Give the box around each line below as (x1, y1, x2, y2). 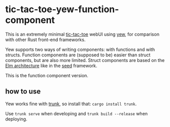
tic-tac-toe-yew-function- (5, 4, 119, 15)
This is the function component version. (5, 72, 89, 78)
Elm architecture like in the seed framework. (5, 62, 97, 69)
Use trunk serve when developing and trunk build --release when (5, 110, 148, 116)
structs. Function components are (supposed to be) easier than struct (5, 52, 151, 58)
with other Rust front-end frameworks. (5, 37, 86, 43)
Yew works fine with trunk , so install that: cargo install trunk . (5, 101, 137, 107)
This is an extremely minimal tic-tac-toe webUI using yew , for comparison (5, 31, 160, 37)
